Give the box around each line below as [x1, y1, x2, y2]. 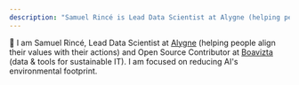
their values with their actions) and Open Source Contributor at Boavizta [9, 46, 274, 58]
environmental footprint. [9, 66, 98, 76]
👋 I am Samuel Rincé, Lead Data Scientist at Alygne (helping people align [9, 37, 276, 48]
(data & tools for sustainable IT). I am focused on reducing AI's [9, 56, 238, 66]
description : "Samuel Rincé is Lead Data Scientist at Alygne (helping [9, 12, 280, 22]
